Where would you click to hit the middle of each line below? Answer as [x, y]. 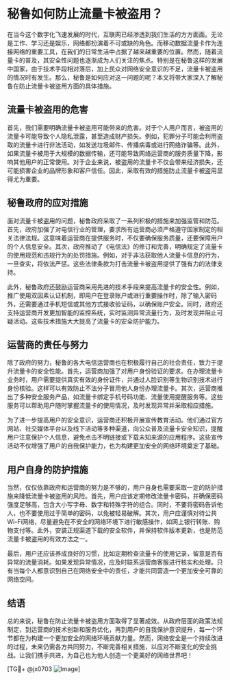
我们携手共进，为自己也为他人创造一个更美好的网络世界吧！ [109, 655]
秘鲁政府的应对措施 [48, 203]
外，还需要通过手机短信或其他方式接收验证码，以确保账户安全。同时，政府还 [115, 304]
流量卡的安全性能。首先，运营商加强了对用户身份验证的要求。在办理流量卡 [118, 371]
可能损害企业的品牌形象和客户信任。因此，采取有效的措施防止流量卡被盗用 [112, 170]
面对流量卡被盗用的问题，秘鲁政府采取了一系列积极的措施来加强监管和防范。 [115, 220]
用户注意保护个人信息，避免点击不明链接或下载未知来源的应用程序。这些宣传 [115, 438]
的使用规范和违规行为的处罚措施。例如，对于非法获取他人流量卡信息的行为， [115, 255]
